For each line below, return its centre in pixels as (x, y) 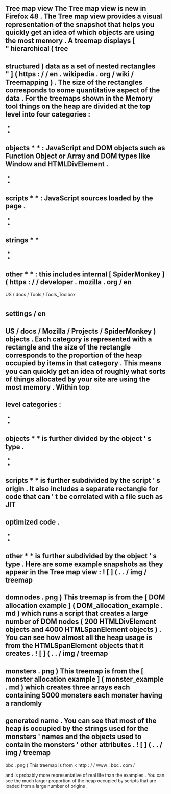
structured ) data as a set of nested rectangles (80, 66)
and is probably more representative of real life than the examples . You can (85, 775)
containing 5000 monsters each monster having (84, 695)
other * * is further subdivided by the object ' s (81, 556)
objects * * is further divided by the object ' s (78, 439)
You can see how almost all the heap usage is (79, 638)
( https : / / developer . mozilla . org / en (68, 282)
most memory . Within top (47, 387)
